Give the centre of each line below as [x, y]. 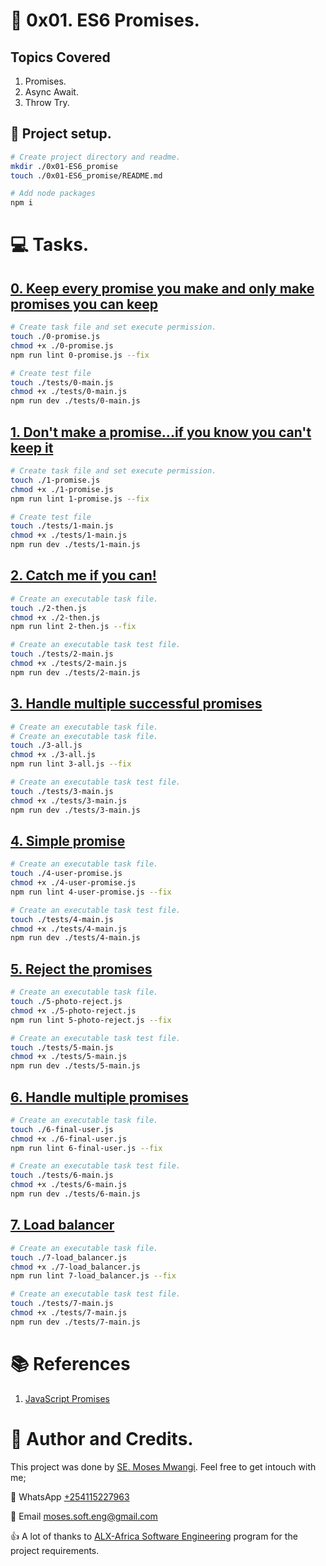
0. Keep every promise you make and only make [162, 288]
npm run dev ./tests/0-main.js [75, 401]
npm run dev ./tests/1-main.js [75, 545]
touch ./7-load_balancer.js [69, 1257]
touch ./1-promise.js [55, 480]
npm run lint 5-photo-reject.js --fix [91, 1020]
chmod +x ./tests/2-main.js [69, 664]
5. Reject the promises [81, 969]
